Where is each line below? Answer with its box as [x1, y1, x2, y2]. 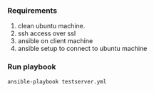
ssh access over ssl [17, 29, 76, 38]
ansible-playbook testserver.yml [7, 78, 107, 85]
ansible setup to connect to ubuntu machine [17, 45, 148, 53]
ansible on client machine [17, 37, 93, 45]
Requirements [7, 6, 58, 16]
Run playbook [7, 62, 56, 72]
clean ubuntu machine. [17, 22, 86, 30]
